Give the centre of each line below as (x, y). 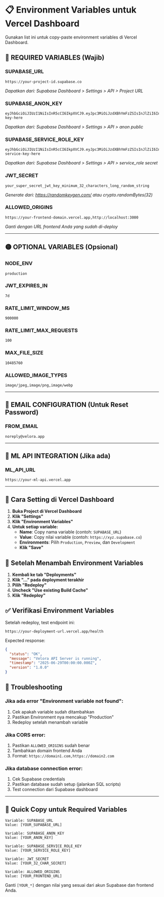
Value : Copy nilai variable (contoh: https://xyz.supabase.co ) (81, 537)
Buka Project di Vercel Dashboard (47, 511)
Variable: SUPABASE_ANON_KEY (35, 834)
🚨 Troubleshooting (34, 687)
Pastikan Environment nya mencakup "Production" (63, 717)
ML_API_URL (20, 469)
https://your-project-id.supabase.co (43, 82)
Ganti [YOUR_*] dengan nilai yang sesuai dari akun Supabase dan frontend (79, 885)
